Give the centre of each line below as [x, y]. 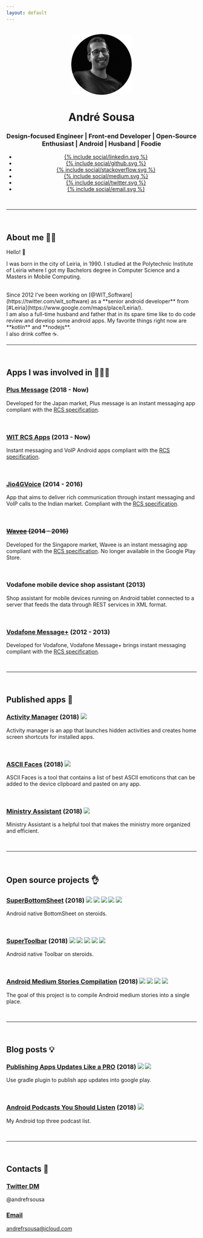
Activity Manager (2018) [43, 717]
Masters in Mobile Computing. [44, 277]
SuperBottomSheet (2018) [45, 900]
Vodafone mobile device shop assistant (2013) [76, 585]
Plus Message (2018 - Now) [47, 390]
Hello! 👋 [16, 252]
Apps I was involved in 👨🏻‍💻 [58, 373]
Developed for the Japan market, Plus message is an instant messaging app [101, 403]
